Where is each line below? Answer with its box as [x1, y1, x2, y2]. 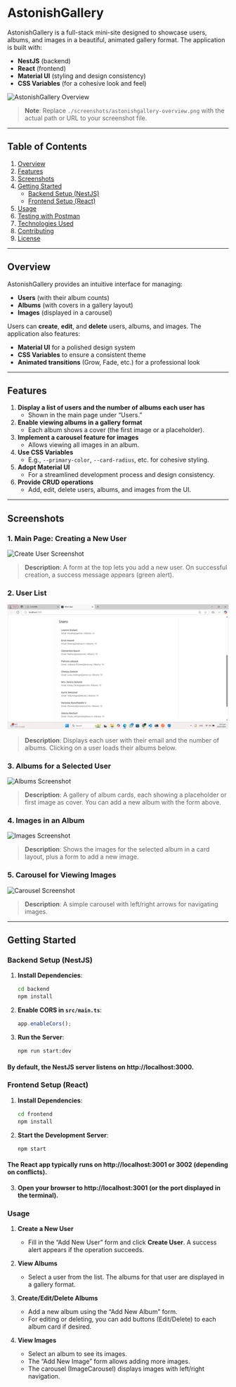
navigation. [27, 1372, 60, 1380]
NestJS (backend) [17, 56, 72, 65]
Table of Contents [7, 141, 88, 152]
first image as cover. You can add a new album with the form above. [24, 798, 221, 807]
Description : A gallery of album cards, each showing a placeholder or [24, 790, 227, 799]
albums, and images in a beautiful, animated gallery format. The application [7, 35, 225, 44]
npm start [17, 1145, 47, 1152]
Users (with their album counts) [17, 293, 110, 301]
